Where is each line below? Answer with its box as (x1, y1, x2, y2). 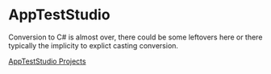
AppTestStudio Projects (8, 56, 86, 66)
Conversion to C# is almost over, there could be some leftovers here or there (8, 32, 263, 42)
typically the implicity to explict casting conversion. (8, 40, 179, 50)
